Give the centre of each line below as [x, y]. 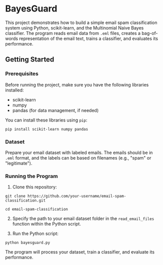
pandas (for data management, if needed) [55, 110]
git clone [15, 196]
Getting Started [30, 60]
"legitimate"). [19, 163]
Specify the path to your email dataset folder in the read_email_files [83, 218]
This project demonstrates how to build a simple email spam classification [81, 22]
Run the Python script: [35, 233]
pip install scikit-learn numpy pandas [47, 129]
